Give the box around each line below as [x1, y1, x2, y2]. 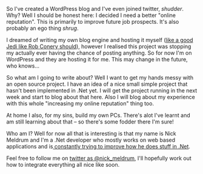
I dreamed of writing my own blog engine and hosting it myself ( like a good [6, 37, 193, 43]
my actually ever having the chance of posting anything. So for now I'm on [6, 49, 192, 57]
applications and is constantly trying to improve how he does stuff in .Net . [6, 143, 191, 150]
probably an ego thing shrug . [6, 24, 79, 32]
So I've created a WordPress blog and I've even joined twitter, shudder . [6, 5, 184, 12]
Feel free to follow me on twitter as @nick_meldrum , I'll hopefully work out [6, 155, 192, 162]
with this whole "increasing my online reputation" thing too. [6, 100, 155, 107]
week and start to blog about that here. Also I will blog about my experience [6, 94, 195, 100]
